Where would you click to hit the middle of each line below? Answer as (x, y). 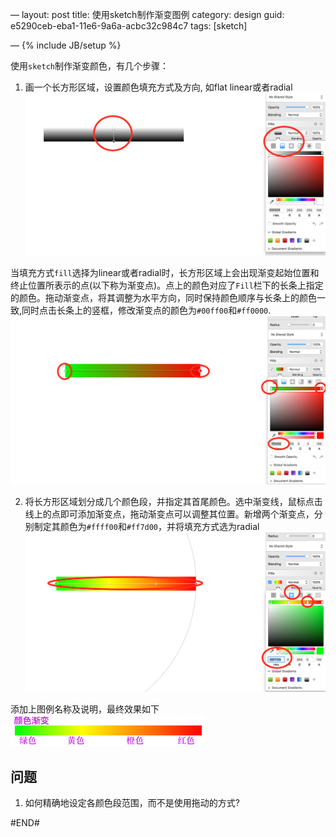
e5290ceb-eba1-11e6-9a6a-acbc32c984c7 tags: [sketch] (129, 26)
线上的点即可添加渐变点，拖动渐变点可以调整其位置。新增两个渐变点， (169, 514)
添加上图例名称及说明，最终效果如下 (85, 709)
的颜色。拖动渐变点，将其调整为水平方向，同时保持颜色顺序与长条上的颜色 (163, 298)
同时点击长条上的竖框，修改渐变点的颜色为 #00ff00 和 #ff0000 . (146, 310)
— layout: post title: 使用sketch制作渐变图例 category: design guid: (147, 14)
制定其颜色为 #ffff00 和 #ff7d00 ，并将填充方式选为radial (146, 527)
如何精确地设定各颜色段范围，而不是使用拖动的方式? (132, 802)
